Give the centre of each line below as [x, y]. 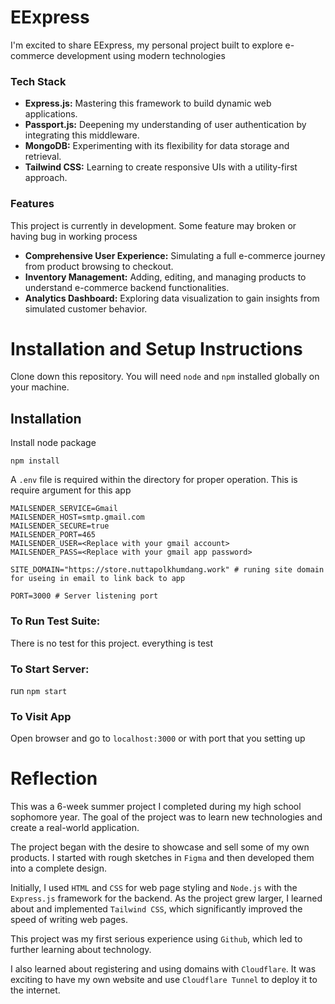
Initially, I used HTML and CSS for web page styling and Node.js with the [154, 888]
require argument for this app [71, 490]
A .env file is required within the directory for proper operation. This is [154, 480]
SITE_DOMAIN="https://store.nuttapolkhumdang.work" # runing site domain [167, 570]
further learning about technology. [81, 950]
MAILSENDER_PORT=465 [53, 535]
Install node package [53, 443]
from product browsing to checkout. [99, 266]
